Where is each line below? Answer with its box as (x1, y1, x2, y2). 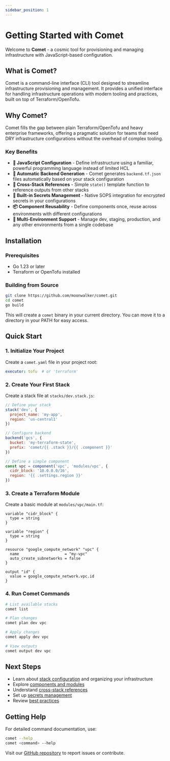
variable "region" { (5, 529, 49, 534)
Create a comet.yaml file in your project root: (5, 359, 98, 365)
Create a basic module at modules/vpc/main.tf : (5, 501, 104, 508)
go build (5, 303, 24, 308)
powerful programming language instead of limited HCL (12, 165, 130, 171)
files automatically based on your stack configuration (12, 176, 125, 182)
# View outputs (5, 644, 38, 649)
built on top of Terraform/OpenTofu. (5, 96, 80, 103)
